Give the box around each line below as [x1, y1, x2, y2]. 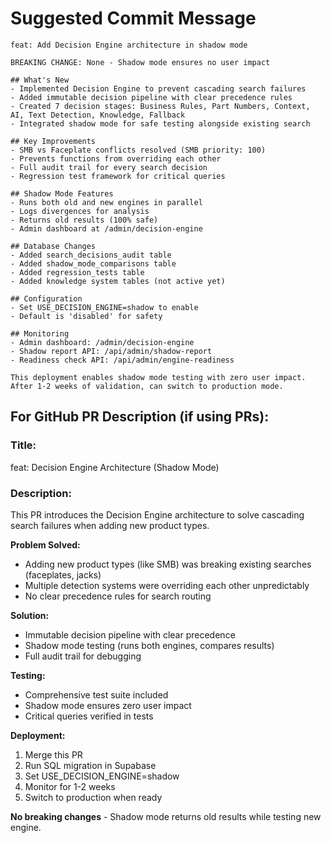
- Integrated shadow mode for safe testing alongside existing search [10, 118, 311, 129]
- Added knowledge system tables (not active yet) [10, 276, 226, 286]
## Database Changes [10, 241, 97, 251]
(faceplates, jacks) [24, 568, 102, 581]
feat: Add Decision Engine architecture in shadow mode [10, 40, 248, 50]
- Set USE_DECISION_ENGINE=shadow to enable [10, 302, 199, 312]
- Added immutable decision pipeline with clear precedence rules [10, 92, 293, 102]
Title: [10, 438, 37, 452]
